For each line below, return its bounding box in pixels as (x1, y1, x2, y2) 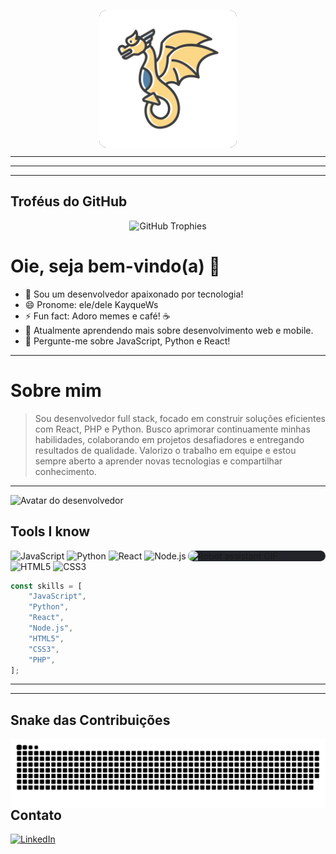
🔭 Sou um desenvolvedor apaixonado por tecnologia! (24, 288, 244, 300)
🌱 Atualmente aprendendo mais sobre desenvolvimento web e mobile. (24, 324, 314, 336)
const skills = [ (10, 581, 83, 591)
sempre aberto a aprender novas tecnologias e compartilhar (34, 455, 283, 467)
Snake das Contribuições (10, 711, 171, 729)
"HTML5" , (28, 633, 65, 644)
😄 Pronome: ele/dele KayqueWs (24, 298, 159, 310)
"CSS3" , (28, 644, 60, 654)
